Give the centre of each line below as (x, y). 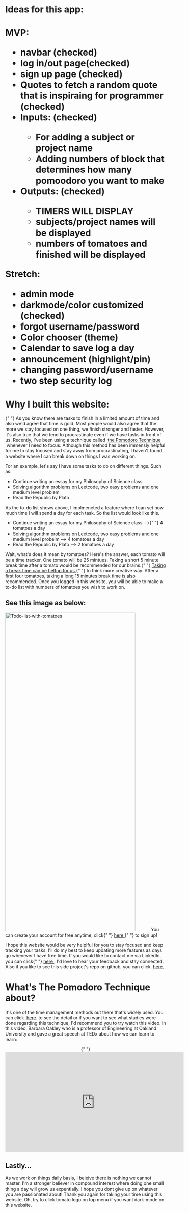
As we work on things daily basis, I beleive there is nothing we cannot (78, 1178)
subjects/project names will (96, 222)
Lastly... (19, 1166)
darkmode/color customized (82, 305)
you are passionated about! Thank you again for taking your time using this (84, 1194)
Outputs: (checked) (63, 192)
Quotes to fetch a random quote (89, 85)
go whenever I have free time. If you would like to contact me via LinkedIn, (83, 956)
